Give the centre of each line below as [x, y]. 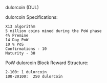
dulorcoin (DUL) [22, 7]
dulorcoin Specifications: [31, 17]
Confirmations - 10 [26, 49]
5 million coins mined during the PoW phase [53, 31]
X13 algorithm [20, 26]
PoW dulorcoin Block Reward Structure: [47, 63]
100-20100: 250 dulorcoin [34, 76]
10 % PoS [15, 44]
